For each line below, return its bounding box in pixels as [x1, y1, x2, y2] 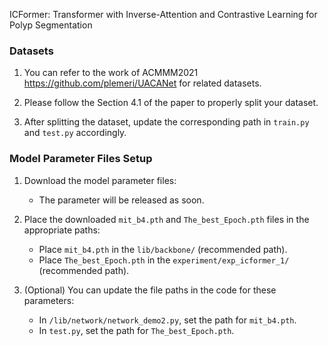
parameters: [23, 294, 75, 306]
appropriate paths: [23, 224, 101, 236]
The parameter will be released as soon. [38, 194, 205, 206]
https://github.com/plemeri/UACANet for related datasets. [23, 77, 262, 89]
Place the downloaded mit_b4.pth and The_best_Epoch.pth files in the [23, 213, 310, 225]
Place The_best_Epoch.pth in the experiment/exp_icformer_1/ [38, 254, 290, 266]
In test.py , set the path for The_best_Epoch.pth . [38, 324, 235, 336]
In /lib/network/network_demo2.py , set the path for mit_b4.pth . [38, 314, 297, 326]
